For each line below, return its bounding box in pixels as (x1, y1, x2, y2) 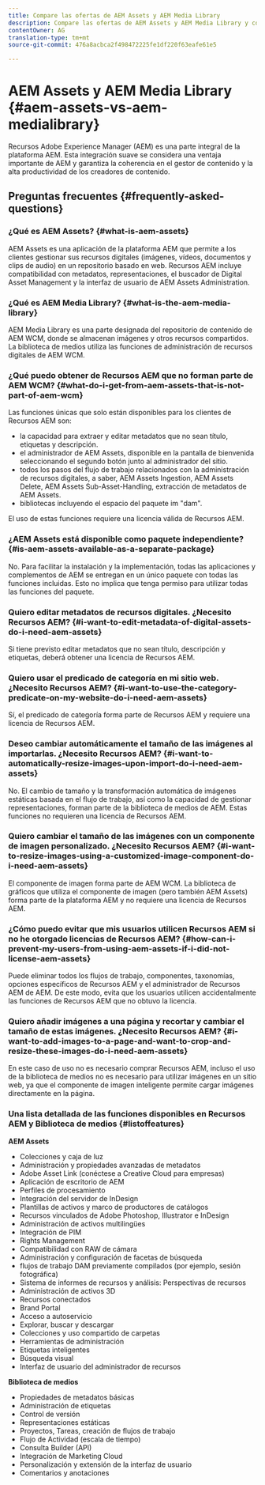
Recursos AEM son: (8, 416, 73, 425)
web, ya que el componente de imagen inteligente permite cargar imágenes (8, 1080, 254, 1090)
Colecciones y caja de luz (19, 1151, 104, 1161)
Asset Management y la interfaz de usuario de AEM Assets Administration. (8, 278, 250, 287)
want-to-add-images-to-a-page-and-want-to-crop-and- (8, 1036, 231, 1047)
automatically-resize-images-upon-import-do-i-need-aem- (8, 758, 243, 769)
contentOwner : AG (8, 26, 65, 34)
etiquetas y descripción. (19, 440, 99, 449)
